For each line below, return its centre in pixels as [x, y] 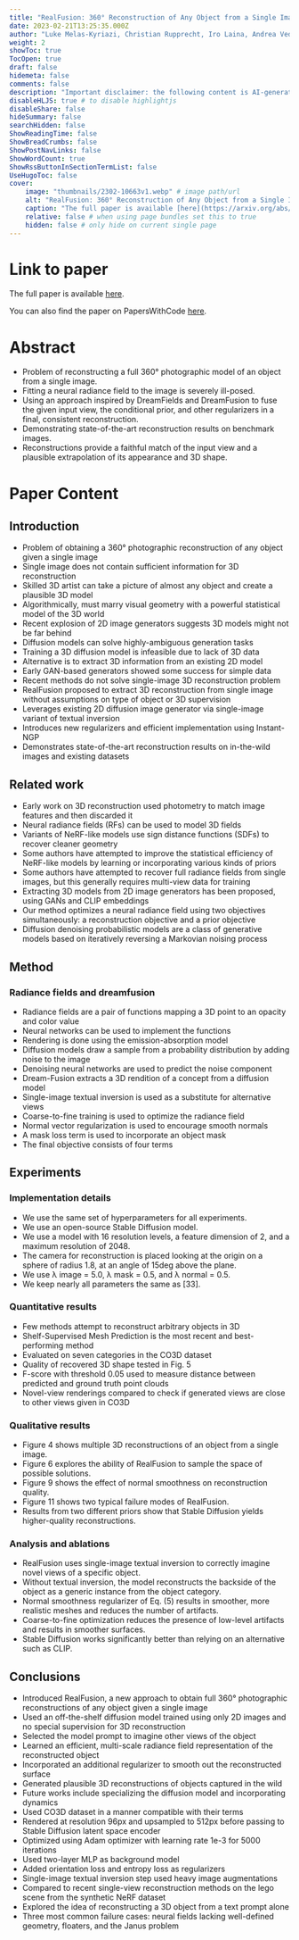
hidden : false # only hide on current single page [121, 225]
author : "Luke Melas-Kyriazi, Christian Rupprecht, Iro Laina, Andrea [143, 34]
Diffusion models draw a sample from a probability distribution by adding [156, 1049]
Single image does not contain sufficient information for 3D [130, 567]
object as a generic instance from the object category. [121, 1592]
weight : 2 [28, 42]
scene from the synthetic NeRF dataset [94, 1897]
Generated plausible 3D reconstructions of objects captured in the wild [152, 1784]
